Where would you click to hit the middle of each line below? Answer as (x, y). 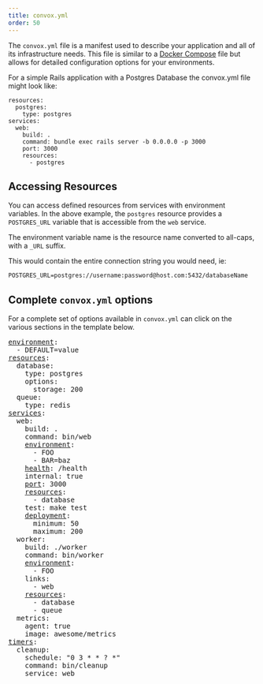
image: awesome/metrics (70, 634)
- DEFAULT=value (48, 350)
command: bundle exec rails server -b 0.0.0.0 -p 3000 (114, 142)
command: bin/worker (64, 555)
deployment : (48, 516)
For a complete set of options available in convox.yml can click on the (120, 319)
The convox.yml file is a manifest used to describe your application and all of (132, 45)
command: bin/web (58, 437)
